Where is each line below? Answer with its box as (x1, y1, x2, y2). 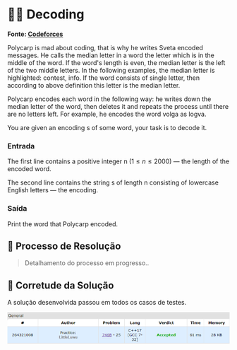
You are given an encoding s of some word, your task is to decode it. (7, 123, 207, 132)
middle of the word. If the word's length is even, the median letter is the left (7, 58, 226, 66)
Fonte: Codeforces (7, 30, 63, 38)
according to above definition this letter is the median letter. (7, 81, 181, 89)
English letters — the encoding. (7, 186, 99, 194)
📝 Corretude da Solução (7, 279, 114, 291)
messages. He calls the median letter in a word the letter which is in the (7, 51, 215, 59)
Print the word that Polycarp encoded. (7, 219, 119, 228)
